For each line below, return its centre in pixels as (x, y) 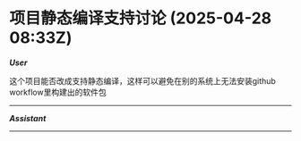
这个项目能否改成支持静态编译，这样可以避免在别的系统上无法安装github (142, 80)
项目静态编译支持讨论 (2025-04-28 (141, 18)
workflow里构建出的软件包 (58, 92)
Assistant (28, 118)
